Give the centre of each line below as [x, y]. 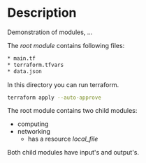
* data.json [24, 71]
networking [34, 132]
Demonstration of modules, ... [50, 32]
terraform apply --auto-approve [54, 98]
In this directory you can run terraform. [63, 84]
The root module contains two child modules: [72, 111]
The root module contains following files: [66, 45]
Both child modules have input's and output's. [73, 153]
